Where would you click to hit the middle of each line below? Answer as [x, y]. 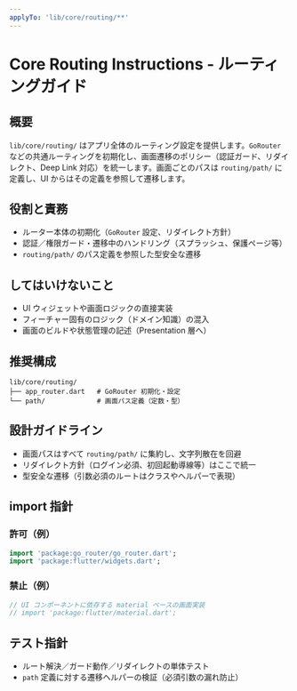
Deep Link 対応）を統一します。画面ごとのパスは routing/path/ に [161, 167]
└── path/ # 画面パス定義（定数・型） [97, 401]
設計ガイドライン [56, 431]
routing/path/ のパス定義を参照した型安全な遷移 [112, 254]
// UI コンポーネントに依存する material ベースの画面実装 [107, 605]
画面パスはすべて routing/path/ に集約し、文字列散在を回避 [132, 454]
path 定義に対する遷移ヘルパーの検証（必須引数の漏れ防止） [132, 678]
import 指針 [41, 506]
